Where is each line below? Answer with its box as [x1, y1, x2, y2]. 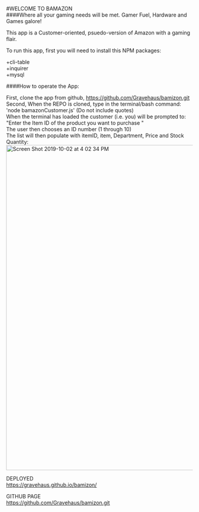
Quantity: [6, 138, 28, 145]
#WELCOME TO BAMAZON [6, 5, 73, 12]
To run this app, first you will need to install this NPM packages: [6, 47, 162, 54]
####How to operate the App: [6, 83, 79, 90]
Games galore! [6, 18, 42, 24]
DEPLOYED [6, 475, 34, 482]
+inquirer [6, 65, 28, 72]
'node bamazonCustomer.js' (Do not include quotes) [6, 107, 134, 113]
